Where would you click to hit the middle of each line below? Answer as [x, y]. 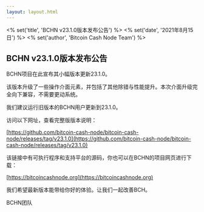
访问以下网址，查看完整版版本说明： [52, 120]
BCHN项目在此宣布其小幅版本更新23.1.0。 [59, 74]
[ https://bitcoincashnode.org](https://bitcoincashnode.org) [80, 177]
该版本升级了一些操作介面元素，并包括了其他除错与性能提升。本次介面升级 [99, 87]
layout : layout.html [32, 12]
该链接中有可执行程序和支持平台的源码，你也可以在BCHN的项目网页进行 [97, 157]
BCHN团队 [19, 203]
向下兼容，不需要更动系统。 [46, 94]
